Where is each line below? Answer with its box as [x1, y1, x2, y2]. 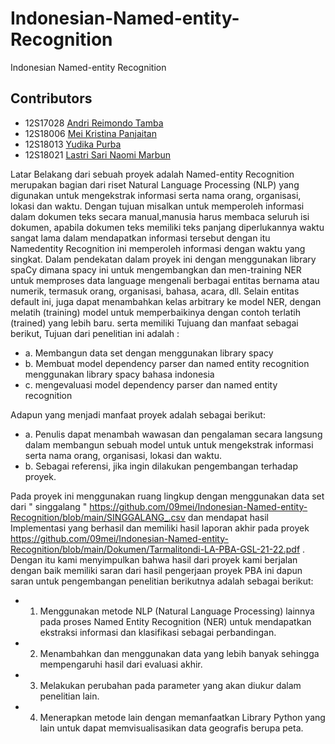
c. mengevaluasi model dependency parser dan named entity [24, 378, 278, 391]
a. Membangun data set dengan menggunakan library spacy [24, 347, 274, 359]
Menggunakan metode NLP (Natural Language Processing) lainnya [39, 605, 315, 617]
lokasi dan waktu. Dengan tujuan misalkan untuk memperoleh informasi [10, 200, 305, 212]
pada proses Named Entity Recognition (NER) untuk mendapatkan [39, 615, 312, 627]
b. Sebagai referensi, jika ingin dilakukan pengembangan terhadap [24, 460, 298, 472]
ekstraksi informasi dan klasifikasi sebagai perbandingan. [39, 626, 277, 638]
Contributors [10, 90, 93, 107]
